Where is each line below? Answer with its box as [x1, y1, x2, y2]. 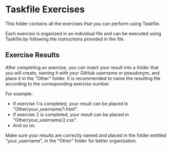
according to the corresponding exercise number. [5, 80, 110, 87]
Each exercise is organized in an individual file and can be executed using [5, 30, 162, 36]
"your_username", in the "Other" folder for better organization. [5, 137, 137, 144]
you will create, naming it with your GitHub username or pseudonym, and [5, 70, 160, 76]
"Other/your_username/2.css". [12, 117, 78, 123]
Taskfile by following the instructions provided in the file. [5, 36, 125, 42]
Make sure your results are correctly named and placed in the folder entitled [5, 132, 166, 138]
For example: [5, 91, 33, 97]
